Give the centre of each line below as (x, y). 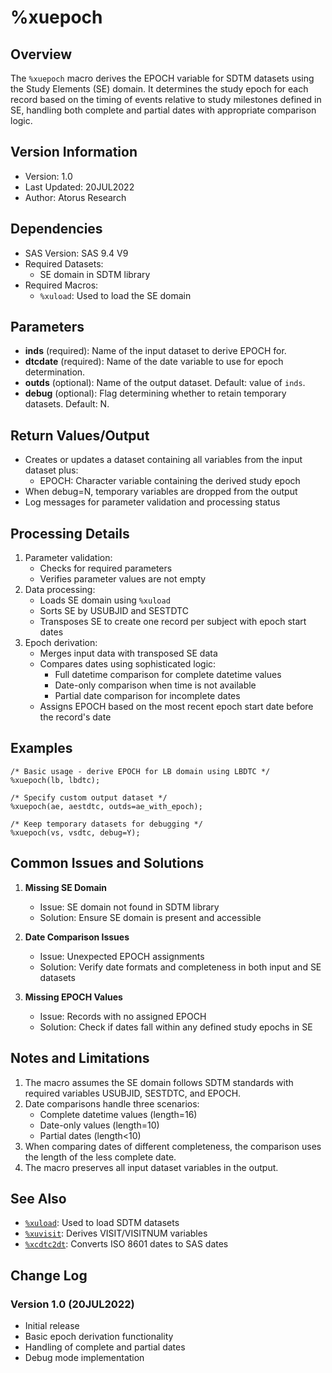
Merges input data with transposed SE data (128, 653)
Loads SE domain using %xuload (105, 600)
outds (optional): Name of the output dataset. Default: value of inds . (165, 383)
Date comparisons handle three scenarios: (112, 1103)
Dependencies (56, 229)
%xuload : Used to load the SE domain (115, 295)
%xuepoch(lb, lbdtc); (55, 780)
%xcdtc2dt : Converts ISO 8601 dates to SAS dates (126, 1244)
